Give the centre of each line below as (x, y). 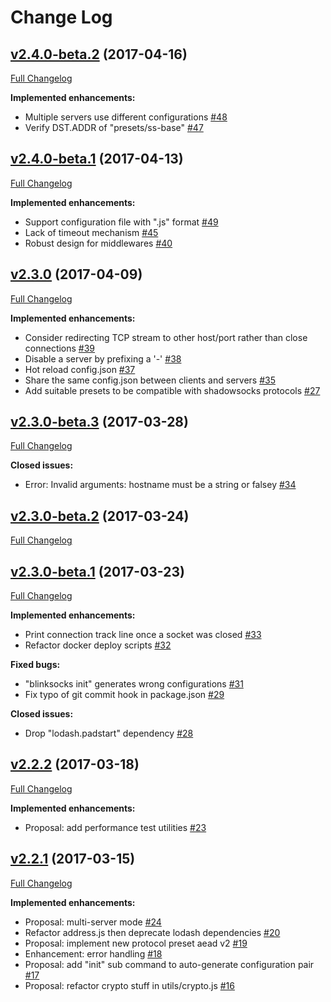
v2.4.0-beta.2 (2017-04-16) (99, 54)
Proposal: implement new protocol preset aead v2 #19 (136, 943)
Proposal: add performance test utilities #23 (115, 827)
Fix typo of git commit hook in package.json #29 (124, 695)
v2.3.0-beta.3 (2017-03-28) (99, 422)
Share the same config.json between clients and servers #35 (150, 380)
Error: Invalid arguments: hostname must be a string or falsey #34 (160, 485)
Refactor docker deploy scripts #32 (98, 645)
